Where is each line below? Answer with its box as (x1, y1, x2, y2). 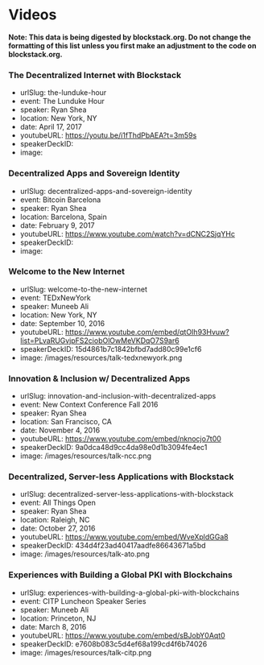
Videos (8, 6, 57, 24)
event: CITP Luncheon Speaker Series (19, 596, 146, 605)
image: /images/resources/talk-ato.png (19, 549, 151, 559)
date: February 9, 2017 (19, 220, 95, 230)
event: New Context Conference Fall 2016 (19, 400, 159, 410)
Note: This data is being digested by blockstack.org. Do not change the (8, 32, 251, 42)
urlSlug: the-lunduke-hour (19, 88, 107, 97)
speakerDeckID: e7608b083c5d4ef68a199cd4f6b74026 (19, 638, 208, 649)
